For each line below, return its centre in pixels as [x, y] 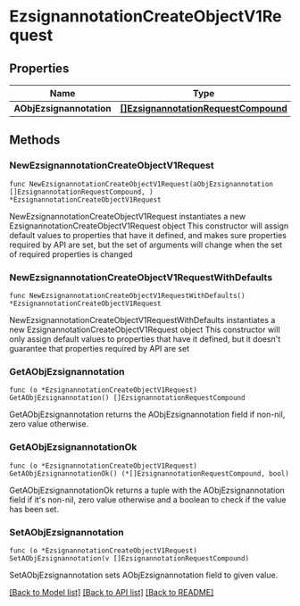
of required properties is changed [71, 254]
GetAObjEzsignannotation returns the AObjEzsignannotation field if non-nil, [147, 415]
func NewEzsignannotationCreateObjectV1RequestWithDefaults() [127, 295]
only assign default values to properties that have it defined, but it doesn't [145, 339]
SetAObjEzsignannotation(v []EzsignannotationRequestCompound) [129, 558]
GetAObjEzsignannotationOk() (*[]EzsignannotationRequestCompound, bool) [150, 473]
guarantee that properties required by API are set [100, 348]
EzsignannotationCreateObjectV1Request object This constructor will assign [149, 226]
